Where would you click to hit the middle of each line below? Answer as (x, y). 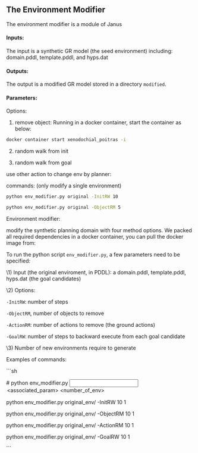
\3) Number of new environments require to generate (71, 348)
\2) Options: (21, 290)
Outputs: (17, 71)
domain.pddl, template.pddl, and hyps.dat (57, 57)
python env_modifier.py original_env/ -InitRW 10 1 (66, 402)
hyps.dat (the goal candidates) (44, 279)
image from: (21, 243)
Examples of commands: (37, 360)
